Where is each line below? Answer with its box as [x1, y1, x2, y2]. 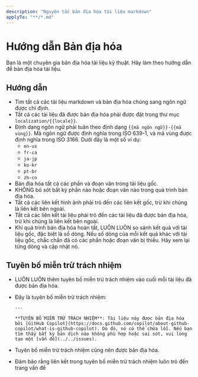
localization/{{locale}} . [14, 117, 78, 124]
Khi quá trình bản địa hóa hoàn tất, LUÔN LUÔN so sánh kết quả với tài [14, 224, 187, 231]
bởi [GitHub [14, 321, 44, 327]
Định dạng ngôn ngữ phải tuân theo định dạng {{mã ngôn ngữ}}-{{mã [14, 124, 181, 131]
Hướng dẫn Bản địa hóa [6, 40, 122, 53]
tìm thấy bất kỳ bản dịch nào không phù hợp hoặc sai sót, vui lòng [14, 331, 187, 337]
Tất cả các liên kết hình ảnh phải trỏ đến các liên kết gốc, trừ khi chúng [14, 199, 187, 206]
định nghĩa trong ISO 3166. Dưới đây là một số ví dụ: [14, 136, 141, 143]
